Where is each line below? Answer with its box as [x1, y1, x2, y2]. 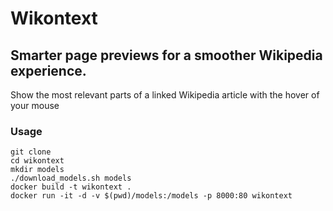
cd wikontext [10, 156, 65, 166]
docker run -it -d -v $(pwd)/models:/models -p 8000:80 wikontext [10, 191, 293, 201]
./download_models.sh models [10, 173, 132, 184]
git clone [10, 147, 52, 157]
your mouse [10, 100, 60, 111]
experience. [10, 62, 87, 79]
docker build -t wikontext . [10, 182, 132, 192]
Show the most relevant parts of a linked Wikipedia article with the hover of [10, 89, 320, 101]
